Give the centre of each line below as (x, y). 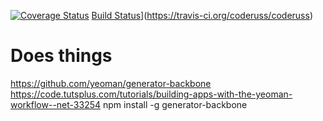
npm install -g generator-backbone (175, 104)
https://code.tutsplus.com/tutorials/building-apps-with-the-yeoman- (151, 94)
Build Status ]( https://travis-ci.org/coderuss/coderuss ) (202, 15)
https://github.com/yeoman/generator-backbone (111, 83)
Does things (61, 56)
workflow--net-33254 (56, 104)
